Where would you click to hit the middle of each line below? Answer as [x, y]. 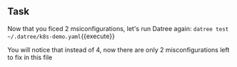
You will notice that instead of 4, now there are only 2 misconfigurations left [118, 49]
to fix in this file [30, 57]
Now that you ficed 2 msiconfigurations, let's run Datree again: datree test [118, 28]
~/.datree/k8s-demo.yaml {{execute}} [61, 36]
